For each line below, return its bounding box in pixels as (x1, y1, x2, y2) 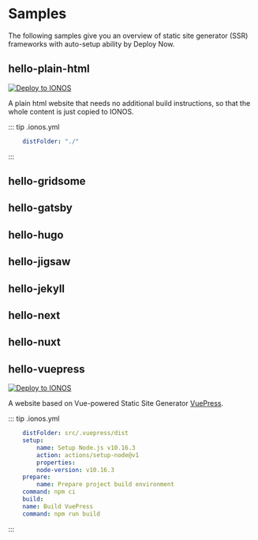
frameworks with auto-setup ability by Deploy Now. (8, 39, 175, 48)
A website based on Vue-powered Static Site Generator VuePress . (8, 399, 224, 408)
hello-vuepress (8, 362, 85, 376)
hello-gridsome (8, 174, 86, 188)
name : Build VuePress (22, 502, 93, 510)
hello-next (8, 309, 61, 322)
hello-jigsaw (8, 255, 71, 268)
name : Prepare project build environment (36, 481, 175, 489)
